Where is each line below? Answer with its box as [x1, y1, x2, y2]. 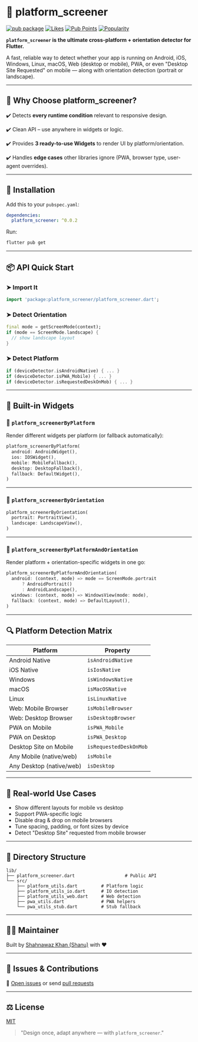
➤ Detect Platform [6, 354, 59, 363]
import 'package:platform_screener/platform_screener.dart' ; [6, 296, 160, 302]
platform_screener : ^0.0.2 [11, 218, 78, 224]
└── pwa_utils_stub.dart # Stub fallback [16, 904, 141, 910]
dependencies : [6, 212, 41, 218]
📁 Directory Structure [6, 852, 87, 862]
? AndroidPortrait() [21, 581, 72, 587]
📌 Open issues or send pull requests [6, 979, 94, 986]
